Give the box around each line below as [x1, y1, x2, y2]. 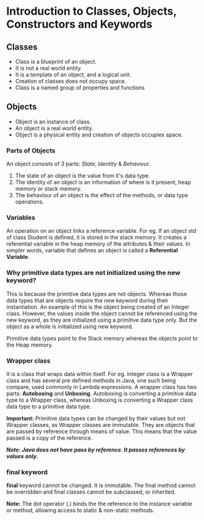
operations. [15, 198, 45, 206]
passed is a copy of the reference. [6, 434, 93, 442]
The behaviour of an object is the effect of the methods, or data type [15, 192, 188, 199]
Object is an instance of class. [15, 118, 92, 125]
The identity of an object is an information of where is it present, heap [15, 179, 191, 186]
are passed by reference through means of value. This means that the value [6, 428, 197, 435]
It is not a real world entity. [15, 64, 82, 72]
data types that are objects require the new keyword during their [6, 296, 169, 304]
